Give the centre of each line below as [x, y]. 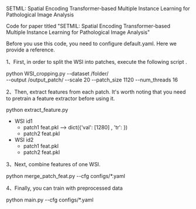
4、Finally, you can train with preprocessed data [64, 188]
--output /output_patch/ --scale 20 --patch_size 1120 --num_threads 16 [92, 80]
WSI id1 [23, 121]
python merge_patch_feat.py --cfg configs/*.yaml [66, 176]
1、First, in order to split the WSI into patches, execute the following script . [97, 62]
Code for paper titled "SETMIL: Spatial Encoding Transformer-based [88, 26]
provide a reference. [31, 50]
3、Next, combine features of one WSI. [53, 164]
